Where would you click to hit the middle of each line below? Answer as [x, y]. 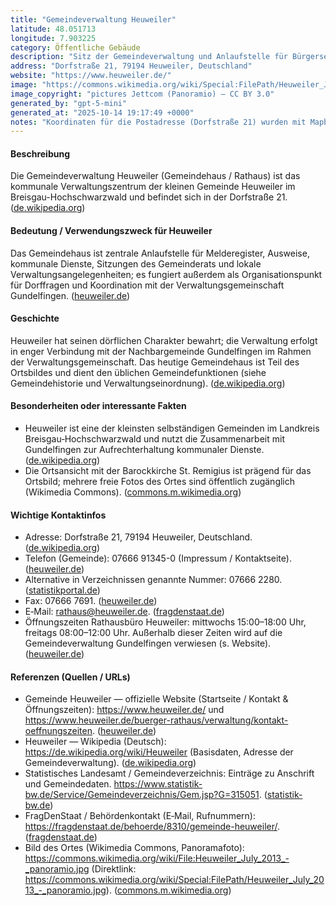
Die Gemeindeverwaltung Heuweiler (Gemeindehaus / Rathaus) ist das [155, 176]
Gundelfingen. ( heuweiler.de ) [70, 295]
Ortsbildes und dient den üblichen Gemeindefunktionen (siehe [138, 372]
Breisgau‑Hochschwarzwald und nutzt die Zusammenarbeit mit [154, 439]
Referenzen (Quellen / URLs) [70, 677]
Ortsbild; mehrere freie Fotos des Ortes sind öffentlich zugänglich [160, 482]
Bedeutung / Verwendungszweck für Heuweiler [111, 231]
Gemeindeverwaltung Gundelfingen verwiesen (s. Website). [148, 643]
